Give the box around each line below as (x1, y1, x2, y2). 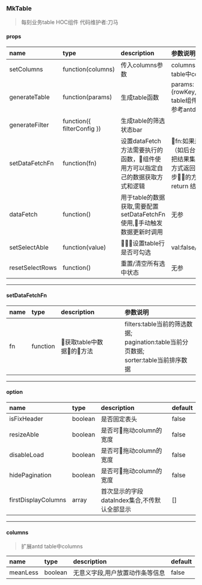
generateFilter (9, 120, 49, 129)
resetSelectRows (9, 263, 57, 272)
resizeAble (9, 430, 39, 438)
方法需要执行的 (120, 145, 164, 154)
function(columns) (63, 65, 115, 73)
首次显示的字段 (101, 487, 144, 495)
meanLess (9, 568, 39, 577)
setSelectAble (9, 243, 49, 251)
